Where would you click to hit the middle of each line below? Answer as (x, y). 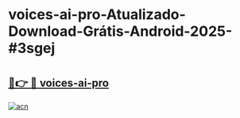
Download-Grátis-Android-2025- (120, 31)
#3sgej (32, 48)
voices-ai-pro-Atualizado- (97, 15)
